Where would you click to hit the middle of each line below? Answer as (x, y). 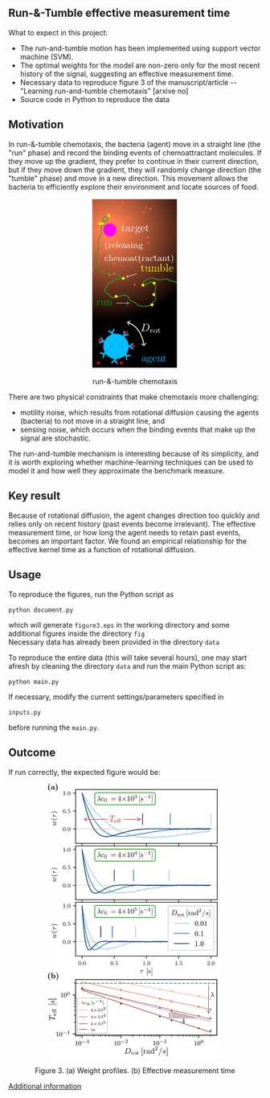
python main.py (34, 682)
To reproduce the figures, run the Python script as (91, 594)
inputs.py (25, 712)
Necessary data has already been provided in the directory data (114, 641)
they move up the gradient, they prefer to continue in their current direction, (134, 161)
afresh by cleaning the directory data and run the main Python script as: (127, 666)
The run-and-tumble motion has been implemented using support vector (140, 48)
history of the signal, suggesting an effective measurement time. (127, 74)
